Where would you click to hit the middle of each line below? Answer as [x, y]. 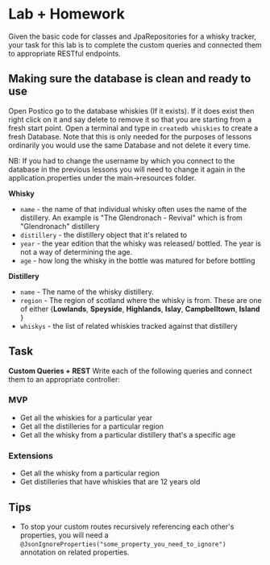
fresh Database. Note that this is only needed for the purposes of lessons [130, 136]
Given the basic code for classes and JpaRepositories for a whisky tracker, [132, 36]
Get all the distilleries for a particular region [91, 426]
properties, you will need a [64, 535]
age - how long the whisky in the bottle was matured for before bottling [137, 260]
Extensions [31, 455]
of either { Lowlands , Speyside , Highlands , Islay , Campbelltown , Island [140, 309]
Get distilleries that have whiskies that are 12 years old [110, 482]
